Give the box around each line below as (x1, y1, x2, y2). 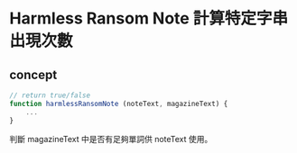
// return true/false (9, 91, 91, 100)
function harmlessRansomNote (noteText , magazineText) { (9, 99, 228, 108)
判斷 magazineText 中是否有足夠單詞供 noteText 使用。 (9, 133, 213, 144)
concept (9, 67, 58, 82)
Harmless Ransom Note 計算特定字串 (9, 8, 289, 29)
